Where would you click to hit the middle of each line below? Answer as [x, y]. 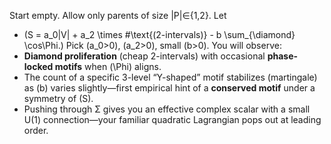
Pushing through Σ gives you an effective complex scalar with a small [167, 109]
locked [38, 66]
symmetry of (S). [58, 98]
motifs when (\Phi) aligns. [108, 66]
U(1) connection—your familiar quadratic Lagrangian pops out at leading [172, 119]
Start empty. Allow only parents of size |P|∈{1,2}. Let [118, 15]
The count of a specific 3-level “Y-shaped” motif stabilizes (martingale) [170, 77]
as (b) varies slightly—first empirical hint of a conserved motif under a [169, 88]
